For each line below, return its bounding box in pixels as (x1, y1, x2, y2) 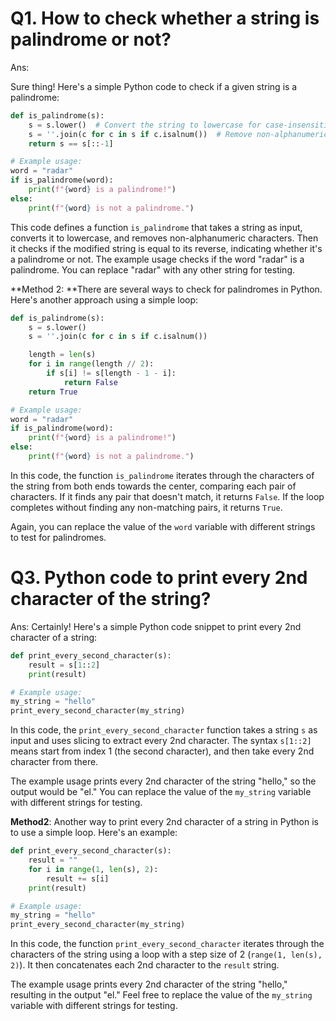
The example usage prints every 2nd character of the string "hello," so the (10, 775, 317, 787)
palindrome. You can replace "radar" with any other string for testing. (10, 263, 295, 276)
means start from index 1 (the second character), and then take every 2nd (10, 745, 315, 757)
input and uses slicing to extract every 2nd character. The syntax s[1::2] (10, 735, 312, 747)
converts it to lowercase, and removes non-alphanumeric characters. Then (10, 232, 319, 244)
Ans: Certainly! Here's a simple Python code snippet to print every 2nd (10, 620, 302, 632)
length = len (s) (28, 350, 97, 360)
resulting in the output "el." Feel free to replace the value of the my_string (10, 989, 313, 1001)
